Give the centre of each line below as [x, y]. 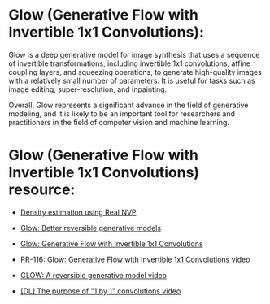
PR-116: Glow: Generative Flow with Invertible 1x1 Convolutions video [135, 259]
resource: [42, 190]
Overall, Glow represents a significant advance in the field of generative [128, 105]
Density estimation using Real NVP [78, 212]
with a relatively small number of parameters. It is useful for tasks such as [132, 80]
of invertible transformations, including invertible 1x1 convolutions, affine [129, 63]
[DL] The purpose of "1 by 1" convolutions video [100, 291]
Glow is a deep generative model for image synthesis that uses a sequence [134, 54]
